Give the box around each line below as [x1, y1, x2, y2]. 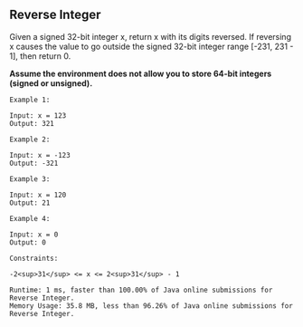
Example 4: [9, 214, 51, 223]
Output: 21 [9, 198, 51, 207]
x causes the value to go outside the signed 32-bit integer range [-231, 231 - [9, 41, 294, 52]
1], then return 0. [9, 50, 71, 62]
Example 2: [9, 135, 51, 144]
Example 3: [9, 174, 51, 184]
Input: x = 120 [9, 190, 67, 199]
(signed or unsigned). [9, 77, 93, 89]
